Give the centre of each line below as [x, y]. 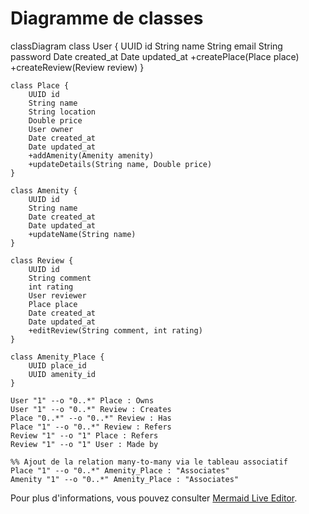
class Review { [42, 260]
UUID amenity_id [62, 374]
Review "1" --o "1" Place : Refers [84, 435]
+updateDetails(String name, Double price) [120, 164]
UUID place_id [57, 365]
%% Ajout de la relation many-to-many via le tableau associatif [149, 462]
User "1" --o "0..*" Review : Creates [91, 409]
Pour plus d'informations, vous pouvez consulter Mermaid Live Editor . [154, 498]
